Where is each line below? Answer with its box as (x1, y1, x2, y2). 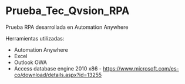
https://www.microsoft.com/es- (103, 65, 180, 72)
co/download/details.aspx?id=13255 (14, 71, 102, 78)
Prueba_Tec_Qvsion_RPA (5, 4, 130, 18)
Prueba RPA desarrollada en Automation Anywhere (5, 23, 129, 31)
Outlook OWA (14, 59, 48, 66)
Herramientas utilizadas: (5, 35, 65, 42)
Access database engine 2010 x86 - (14, 65, 102, 72)
